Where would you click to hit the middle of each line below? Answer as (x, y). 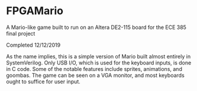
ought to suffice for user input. (43, 82)
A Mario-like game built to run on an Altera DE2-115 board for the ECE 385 (96, 27)
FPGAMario (35, 11)
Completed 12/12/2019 (33, 45)
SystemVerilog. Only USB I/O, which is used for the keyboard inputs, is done (99, 63)
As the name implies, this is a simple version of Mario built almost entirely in (98, 56)
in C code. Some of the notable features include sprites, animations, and (94, 69)
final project (21, 33)
